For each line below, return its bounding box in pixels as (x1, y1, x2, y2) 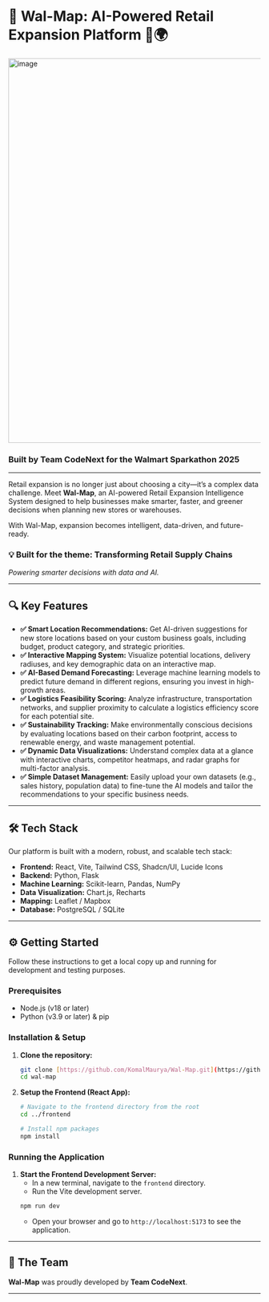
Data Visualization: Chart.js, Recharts (19, 888, 146, 897)
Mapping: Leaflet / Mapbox (19, 897, 111, 906)
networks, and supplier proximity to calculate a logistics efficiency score (19, 703, 259, 712)
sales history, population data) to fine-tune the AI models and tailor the (19, 781, 254, 791)
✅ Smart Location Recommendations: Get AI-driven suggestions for (19, 624, 248, 634)
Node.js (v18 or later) (19, 1003, 90, 1013)
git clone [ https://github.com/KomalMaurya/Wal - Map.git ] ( (19, 1066, 218, 1074)
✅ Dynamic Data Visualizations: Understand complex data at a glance (19, 746, 254, 756)
